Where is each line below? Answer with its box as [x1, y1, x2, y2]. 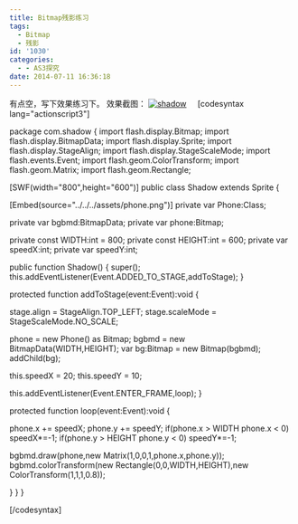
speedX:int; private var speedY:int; [9, 243, 138, 254]
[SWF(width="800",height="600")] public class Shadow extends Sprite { [9, 182, 280, 193]
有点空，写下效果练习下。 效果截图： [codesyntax [9, 98, 245, 109]
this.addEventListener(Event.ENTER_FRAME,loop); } [9, 387, 203, 398]
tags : [9, 22, 30, 31]
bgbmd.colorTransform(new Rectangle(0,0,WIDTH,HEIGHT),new [9, 459, 249, 471]
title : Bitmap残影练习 [9, 13, 89, 23]
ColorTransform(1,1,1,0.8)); [9, 469, 106, 480]
